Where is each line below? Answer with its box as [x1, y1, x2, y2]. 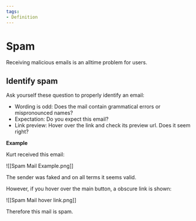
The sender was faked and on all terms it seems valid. [6, 174, 137, 181]
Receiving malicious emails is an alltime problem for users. [6, 59, 148, 66]
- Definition [6, 14, 38, 20]
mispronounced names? [14, 110, 73, 117]
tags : [6, 8, 19, 15]
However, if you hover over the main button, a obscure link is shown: [6, 185, 172, 192]
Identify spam [6, 76, 58, 86]
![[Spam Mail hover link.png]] [6, 197, 76, 204]
